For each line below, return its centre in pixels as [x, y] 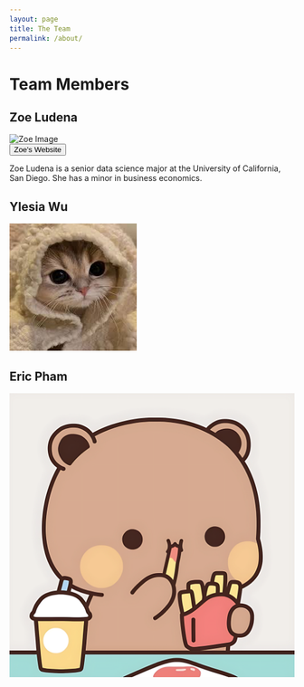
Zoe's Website [38, 150]
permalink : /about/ [46, 38]
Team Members [69, 84]
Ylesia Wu [39, 207]
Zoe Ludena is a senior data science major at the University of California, [145, 168]
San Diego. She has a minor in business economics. [106, 178]
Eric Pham [38, 376]
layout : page [34, 19]
